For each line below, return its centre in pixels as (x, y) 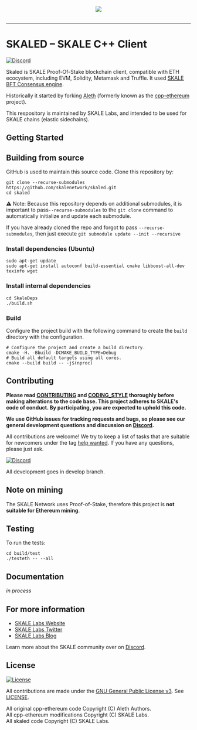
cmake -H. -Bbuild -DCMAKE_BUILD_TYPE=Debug (61, 353)
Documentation (35, 577)
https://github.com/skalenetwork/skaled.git (61, 188)
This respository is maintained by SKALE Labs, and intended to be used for (96, 113)
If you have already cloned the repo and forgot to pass (72, 227)
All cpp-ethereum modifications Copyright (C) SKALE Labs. (78, 715)
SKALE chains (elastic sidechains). (48, 119)
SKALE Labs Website (40, 623)
